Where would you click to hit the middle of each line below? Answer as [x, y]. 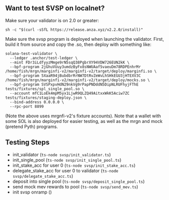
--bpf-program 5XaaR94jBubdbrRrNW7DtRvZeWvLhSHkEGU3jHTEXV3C [75, 76]
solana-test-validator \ [31, 53]
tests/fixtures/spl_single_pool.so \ [45, 89]
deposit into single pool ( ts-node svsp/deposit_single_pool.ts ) [78, 181]
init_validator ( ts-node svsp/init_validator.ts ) [62, 154]
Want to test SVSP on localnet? [55, 8]
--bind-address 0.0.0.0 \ [37, 102]
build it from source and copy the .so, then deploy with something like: [78, 44]
